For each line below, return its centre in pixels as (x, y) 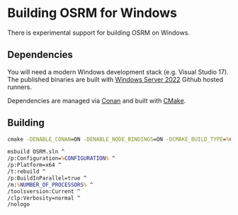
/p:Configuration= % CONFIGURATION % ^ (61, 158)
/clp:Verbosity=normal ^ (44, 198)
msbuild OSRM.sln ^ (36, 152)
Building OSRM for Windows (92, 13)
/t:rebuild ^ (27, 172)
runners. (19, 87)
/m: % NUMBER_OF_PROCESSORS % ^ (50, 185)
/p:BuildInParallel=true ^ (47, 178)
